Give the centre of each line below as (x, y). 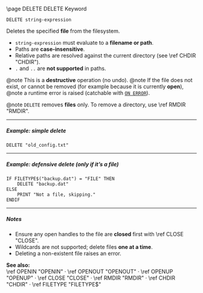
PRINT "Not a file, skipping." (56, 195)
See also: (18, 265)
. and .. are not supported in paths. (60, 68)
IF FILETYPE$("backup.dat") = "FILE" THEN (60, 179)
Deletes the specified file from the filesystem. (63, 31)
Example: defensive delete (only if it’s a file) (63, 164)
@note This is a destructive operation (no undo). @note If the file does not (99, 80)
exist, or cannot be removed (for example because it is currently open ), (95, 86)
